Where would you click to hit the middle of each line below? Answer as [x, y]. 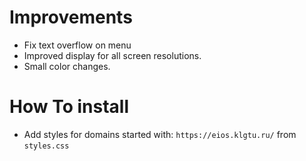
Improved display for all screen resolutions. [112, 55]
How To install [69, 107]
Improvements [71, 17]
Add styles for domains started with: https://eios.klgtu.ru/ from [160, 134]
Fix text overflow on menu [77, 45]
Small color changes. [67, 66]
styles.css [46, 146]
